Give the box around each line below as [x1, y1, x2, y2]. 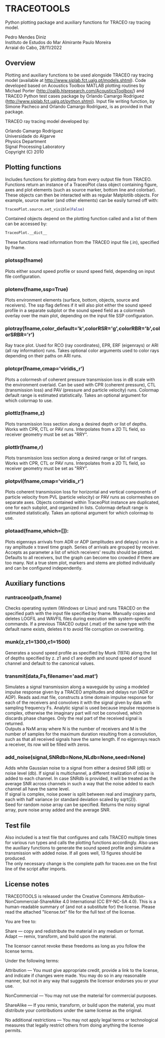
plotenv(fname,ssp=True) [5, 286, 68, 293]
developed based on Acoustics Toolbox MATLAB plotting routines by [5, 82, 144, 88]
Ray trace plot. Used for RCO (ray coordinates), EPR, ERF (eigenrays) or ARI [5, 343, 159, 348]
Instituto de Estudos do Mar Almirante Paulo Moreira [5, 39, 111, 45]
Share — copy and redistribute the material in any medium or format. [5, 928, 144, 934]
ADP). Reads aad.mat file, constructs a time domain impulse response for [5, 694, 154, 700]
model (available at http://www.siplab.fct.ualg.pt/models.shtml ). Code [5, 77, 146, 83]
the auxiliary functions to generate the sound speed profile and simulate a [5, 845, 155, 851]
